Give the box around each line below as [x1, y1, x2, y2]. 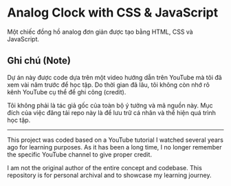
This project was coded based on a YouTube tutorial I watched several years [7, 136, 223, 144]
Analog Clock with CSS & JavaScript [7, 5, 219, 21]
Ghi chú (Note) [7, 55, 71, 67]
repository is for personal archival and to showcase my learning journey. [7, 171, 212, 179]
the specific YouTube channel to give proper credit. [7, 150, 153, 158]
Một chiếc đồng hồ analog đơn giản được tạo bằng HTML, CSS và [7, 28, 194, 36]
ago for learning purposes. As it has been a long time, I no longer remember [7, 143, 222, 151]
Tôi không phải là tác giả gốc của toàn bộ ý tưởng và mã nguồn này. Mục [7, 101, 213, 110]
